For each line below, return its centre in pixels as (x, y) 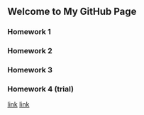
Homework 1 (29, 32)
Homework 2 (30, 51)
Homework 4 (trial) (41, 89)
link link (18, 104)
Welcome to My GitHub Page (72, 12)
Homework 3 (30, 70)
